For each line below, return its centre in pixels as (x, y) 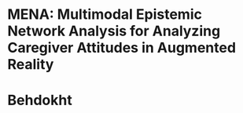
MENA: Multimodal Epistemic (105, 15)
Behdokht (40, 100)
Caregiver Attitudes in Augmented (122, 48)
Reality (31, 65)
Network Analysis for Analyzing (114, 31)
